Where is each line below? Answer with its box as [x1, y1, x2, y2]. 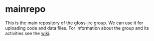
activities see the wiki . [5, 30, 51, 36]
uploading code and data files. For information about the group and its [5, 25, 150, 31]
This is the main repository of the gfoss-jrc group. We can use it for [5, 20, 144, 26]
